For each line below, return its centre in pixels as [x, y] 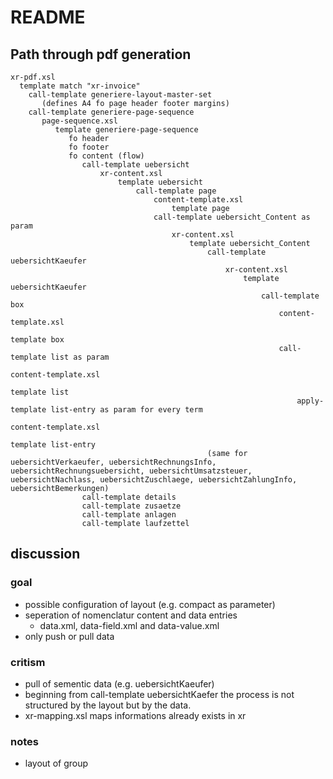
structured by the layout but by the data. [108, 705]
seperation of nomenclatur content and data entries [131, 615]
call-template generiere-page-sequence [111, 112]
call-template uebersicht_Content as [232, 217]
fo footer [89, 147]
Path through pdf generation [101, 54]
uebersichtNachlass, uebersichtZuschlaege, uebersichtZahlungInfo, [154, 480]
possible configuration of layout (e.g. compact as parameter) [150, 604]
